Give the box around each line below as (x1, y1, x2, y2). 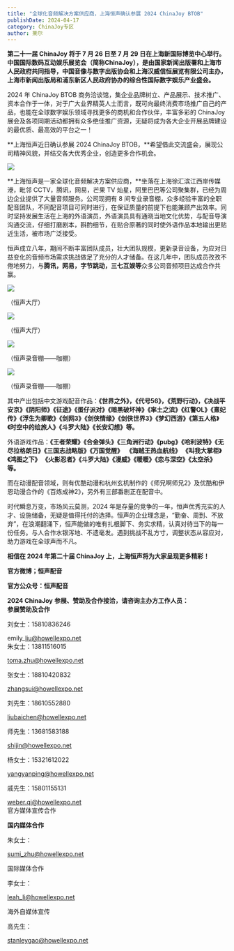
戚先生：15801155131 (7, 784, 67, 793)
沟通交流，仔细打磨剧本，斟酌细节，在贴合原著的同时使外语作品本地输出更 (7, 220, 221, 229)
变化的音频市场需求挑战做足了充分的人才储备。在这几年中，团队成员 (13, 253, 209, 262)
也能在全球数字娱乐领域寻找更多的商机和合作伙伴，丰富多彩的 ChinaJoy (19, 108, 225, 117)
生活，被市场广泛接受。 (13, 230, 81, 238)
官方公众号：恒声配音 (7, 582, 68, 590)
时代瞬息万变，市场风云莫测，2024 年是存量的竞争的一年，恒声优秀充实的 (7, 502, 219, 511)
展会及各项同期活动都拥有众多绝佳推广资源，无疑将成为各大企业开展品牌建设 (7, 117, 227, 126)
